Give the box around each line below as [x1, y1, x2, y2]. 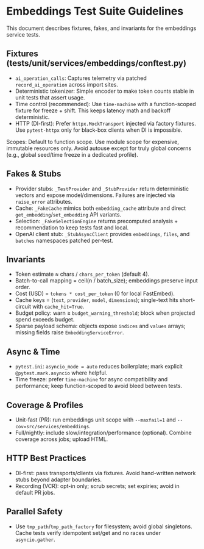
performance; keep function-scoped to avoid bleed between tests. [15, 382, 183, 390]
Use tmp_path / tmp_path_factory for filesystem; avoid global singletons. [15, 523, 193, 530]
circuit [15, 303, 32, 310]
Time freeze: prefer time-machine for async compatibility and [15, 376, 168, 383]
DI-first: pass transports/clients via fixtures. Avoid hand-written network [15, 469, 196, 476]
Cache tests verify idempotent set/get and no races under [15, 529, 161, 536]
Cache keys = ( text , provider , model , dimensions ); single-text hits [15, 296, 178, 304]
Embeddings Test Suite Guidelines [6, 4, 184, 18]
